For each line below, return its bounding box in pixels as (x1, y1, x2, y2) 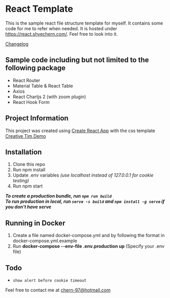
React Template (5, 3, 73, 15)
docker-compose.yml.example (12, 238, 77, 244)
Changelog (5, 40, 29, 47)
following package (5, 63, 66, 72)
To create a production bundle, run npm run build (5, 193, 112, 199)
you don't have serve (5, 204, 52, 210)
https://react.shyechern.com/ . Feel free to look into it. (5, 31, 118, 37)
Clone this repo (12, 161, 45, 167)
